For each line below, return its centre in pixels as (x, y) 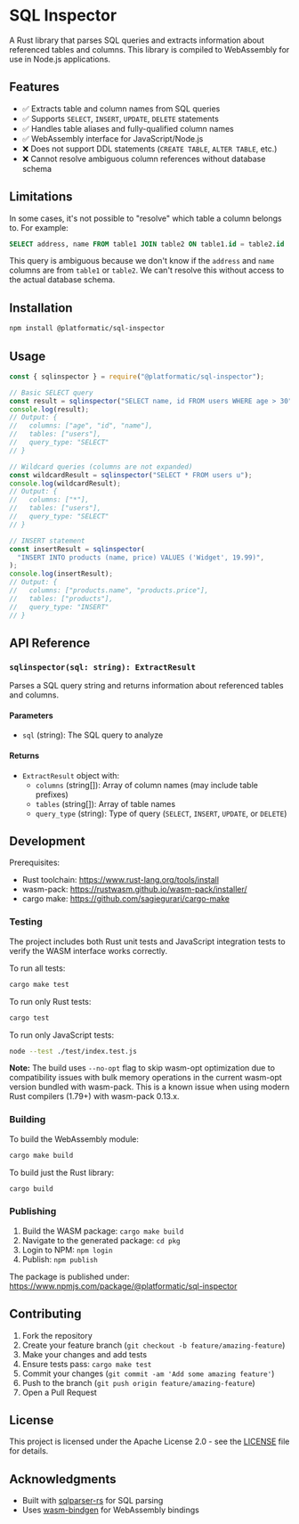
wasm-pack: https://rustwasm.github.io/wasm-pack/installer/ (134, 889)
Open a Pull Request (60, 1392)
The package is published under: (70, 1276)
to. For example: (39, 227)
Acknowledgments (63, 1479)
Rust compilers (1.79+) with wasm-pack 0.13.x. (94, 1096)
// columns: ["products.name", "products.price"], (109, 591)
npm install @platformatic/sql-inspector (87, 329)
